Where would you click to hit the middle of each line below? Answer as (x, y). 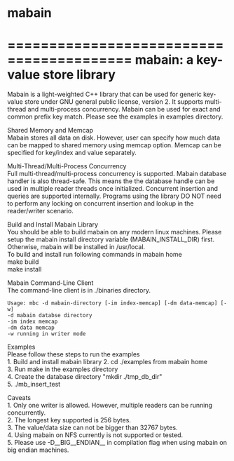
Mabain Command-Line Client (50, 283)
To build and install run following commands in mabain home (95, 255)
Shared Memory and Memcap (50, 131)
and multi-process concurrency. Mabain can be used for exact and (124, 109)
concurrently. (27, 413)
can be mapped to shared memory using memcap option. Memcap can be (115, 145)
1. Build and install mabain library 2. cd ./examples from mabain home (108, 362)
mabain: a (164, 60)
